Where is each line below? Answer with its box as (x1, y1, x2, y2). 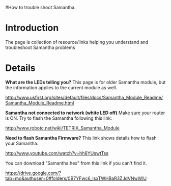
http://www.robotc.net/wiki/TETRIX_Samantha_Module (5, 125, 120, 131)
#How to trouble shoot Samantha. (5, 5, 76, 10)
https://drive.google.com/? (5, 170, 62, 176)
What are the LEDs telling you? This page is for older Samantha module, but (5, 79, 166, 85)
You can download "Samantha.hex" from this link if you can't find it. (5, 160, 147, 166)
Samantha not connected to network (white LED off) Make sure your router (5, 110, 165, 116)
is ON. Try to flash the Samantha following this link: (5, 115, 112, 121)
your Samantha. (5, 140, 39, 146)
